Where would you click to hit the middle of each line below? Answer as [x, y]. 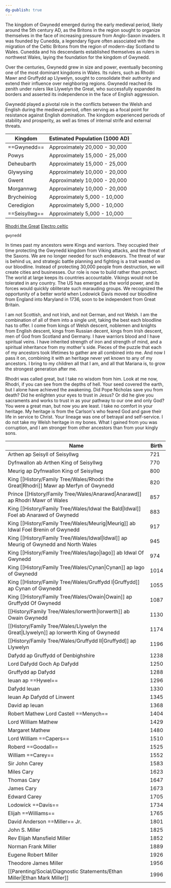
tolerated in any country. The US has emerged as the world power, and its [82, 283]
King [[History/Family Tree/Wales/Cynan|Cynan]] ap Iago [76, 567]
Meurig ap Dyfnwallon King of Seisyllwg [55, 471]
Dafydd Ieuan [24, 689]
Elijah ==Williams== [31, 813]
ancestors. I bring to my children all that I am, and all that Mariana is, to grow [85, 363]
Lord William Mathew [33, 722]
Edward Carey [25, 797]
